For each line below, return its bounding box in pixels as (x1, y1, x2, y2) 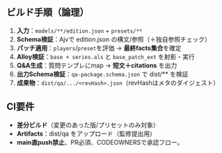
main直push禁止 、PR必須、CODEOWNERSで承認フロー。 (16, 138, 184, 146)
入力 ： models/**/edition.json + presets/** (16, 26, 143, 35)
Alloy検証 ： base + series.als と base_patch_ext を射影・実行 (16, 52, 196, 61)
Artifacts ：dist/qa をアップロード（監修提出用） (16, 129, 157, 138)
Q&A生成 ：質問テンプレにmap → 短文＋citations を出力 (16, 61, 177, 70)
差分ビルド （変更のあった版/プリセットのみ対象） (16, 120, 159, 129)
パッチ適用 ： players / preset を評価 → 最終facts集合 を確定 (16, 44, 182, 52)
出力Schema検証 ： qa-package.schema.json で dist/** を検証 (16, 70, 189, 78)
